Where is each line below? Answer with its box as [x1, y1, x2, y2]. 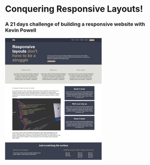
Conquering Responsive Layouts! [5, 3, 143, 15]
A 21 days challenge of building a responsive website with [5, 21, 145, 28]
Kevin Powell [5, 27, 37, 34]
